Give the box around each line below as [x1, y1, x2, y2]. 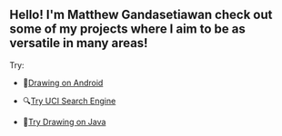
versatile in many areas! [9, 35, 148, 51]
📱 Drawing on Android [22, 77, 104, 88]
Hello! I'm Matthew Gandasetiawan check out [9, 7, 273, 23]
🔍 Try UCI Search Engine [22, 95, 116, 106]
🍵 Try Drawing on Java [22, 116, 106, 127]
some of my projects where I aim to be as [9, 22, 246, 37]
